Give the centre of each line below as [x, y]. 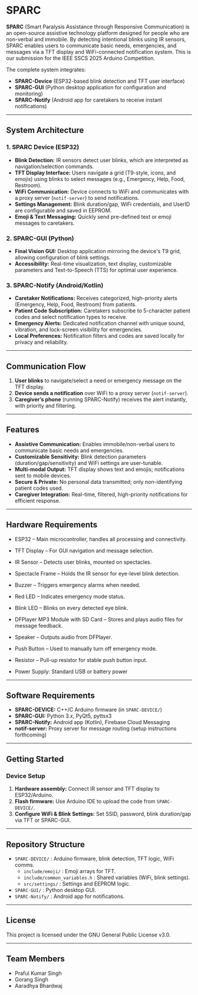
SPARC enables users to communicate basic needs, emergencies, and [91, 46]
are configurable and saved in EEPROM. [63, 210]
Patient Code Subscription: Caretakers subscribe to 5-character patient [102, 311]
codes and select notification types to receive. [71, 317]
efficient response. [37, 500]
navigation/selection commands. [54, 166]
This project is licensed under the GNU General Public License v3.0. [88, 935]
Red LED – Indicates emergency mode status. [70, 596]
